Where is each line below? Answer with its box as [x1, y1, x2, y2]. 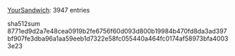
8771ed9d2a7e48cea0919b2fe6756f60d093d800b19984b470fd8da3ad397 [7, 27, 227, 35]
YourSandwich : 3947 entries [7, 6, 90, 14]
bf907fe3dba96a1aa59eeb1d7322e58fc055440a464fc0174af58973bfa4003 [7, 34, 229, 43]
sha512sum [7, 20, 40, 27]
